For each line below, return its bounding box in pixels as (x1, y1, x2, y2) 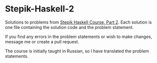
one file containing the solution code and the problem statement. (5, 24, 134, 30)
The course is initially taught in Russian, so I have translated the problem (5, 48, 149, 54)
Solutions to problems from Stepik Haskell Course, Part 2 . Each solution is (5, 19, 152, 25)
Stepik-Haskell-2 (5, 3, 74, 14)
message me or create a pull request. (5, 38, 80, 44)
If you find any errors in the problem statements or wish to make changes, (5, 34, 152, 39)
